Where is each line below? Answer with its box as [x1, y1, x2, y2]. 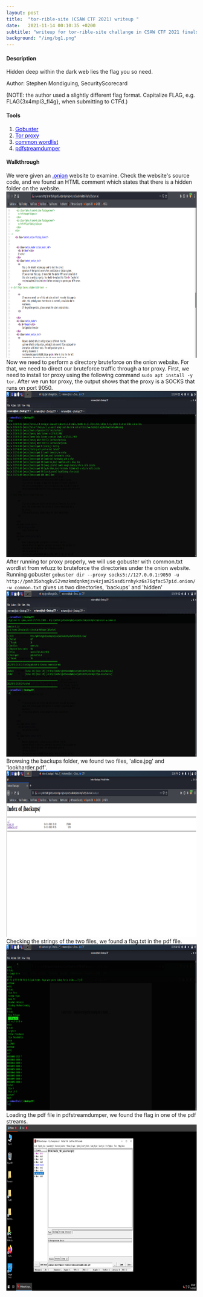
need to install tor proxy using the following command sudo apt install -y [6, 371, 193, 378]
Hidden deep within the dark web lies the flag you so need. [6, 68, 153, 76]
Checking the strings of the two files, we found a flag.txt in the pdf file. [6, 937, 182, 945]
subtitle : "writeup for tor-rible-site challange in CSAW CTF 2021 [6, 29, 180, 35]
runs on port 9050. [6, 384, 53, 391]
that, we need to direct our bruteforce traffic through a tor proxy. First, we [6, 364, 189, 372]
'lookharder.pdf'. [6, 763, 47, 771]
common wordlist [14, 138, 59, 145]
